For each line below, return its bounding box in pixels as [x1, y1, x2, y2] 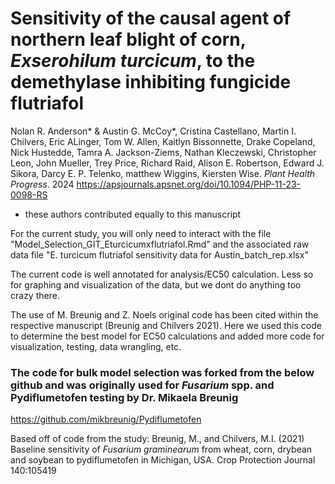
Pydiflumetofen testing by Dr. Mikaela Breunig [10, 390, 239, 404]
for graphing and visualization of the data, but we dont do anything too [10, 278, 302, 291]
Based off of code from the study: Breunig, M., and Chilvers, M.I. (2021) [10, 433, 305, 445]
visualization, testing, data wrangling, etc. [10, 340, 182, 352]
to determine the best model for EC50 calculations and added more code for [10, 330, 325, 342]
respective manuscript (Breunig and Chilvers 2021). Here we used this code [10, 319, 322, 331]
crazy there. [10, 289, 60, 301]
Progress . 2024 [10, 178, 75, 190]
